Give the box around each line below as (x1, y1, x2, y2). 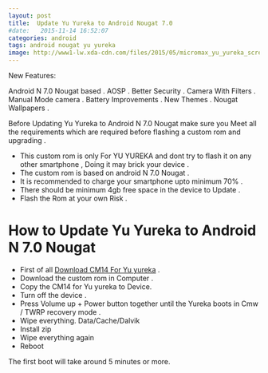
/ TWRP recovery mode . (19, 307, 101, 316)
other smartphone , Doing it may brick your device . (19, 160, 190, 169)
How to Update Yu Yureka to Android (8, 221, 257, 240)
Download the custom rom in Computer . (19, 273, 154, 283)
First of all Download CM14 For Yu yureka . (19, 264, 160, 274)
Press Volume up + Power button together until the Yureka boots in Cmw (19, 299, 259, 308)
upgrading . (8, 136, 46, 145)
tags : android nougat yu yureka (8, 42, 116, 50)
